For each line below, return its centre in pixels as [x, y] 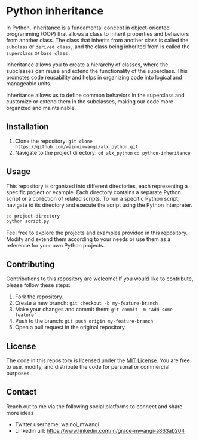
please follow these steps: [38, 285]
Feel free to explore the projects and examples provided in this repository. [97, 233]
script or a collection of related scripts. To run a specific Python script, [93, 198]
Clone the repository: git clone [53, 141]
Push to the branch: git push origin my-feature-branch [84, 321]
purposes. [19, 373]
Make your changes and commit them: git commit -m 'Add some [94, 310]
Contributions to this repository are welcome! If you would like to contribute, [100, 279]
